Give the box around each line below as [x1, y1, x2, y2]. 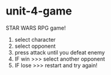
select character [14, 36, 56, 43]
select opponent [14, 42, 56, 50]
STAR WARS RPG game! [5, 24, 66, 31]
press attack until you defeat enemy [14, 48, 105, 56]
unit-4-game [5, 4, 73, 18]
